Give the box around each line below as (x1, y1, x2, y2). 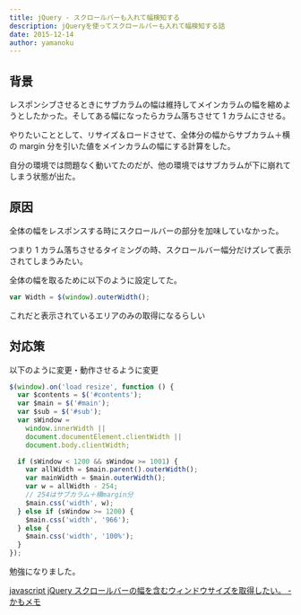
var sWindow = (17, 416, 70, 425)
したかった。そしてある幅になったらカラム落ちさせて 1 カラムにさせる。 (24, 110, 291, 121)
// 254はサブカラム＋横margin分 (25, 490, 134, 499)
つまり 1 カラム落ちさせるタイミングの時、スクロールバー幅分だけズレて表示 (9, 244, 292, 255)
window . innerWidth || (25, 424, 106, 433)
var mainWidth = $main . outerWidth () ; (25, 473, 167, 483)
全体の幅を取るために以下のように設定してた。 (9, 275, 182, 286)
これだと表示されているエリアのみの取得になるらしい (9, 310, 206, 321)
